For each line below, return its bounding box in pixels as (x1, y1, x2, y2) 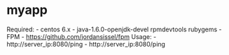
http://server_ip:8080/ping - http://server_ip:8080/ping (6, 40, 166, 48)
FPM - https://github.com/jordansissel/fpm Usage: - (6, 32, 157, 40)
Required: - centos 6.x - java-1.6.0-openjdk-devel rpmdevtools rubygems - (6, 25, 222, 33)
